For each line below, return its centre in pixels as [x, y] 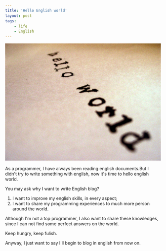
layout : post [19, 16]
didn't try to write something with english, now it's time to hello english [77, 174]
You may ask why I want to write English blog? [52, 189]
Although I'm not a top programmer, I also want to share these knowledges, [82, 219]
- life [21, 26]
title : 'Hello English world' [36, 10]
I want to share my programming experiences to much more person [81, 204]
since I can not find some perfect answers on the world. [62, 224]
